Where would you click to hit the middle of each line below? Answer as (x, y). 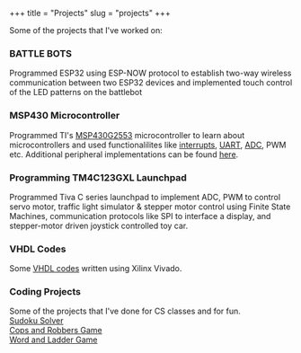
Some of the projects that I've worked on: (86, 30)
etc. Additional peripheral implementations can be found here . (124, 154)
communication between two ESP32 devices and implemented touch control (151, 83)
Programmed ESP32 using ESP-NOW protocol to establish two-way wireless (150, 73)
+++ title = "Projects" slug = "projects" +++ (90, 13)
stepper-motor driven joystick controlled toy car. (99, 225)
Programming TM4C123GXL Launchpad (98, 177)
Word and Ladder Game (53, 340)
